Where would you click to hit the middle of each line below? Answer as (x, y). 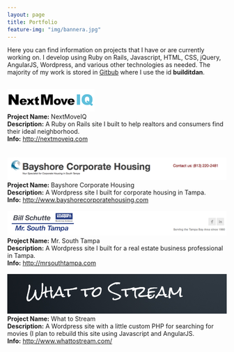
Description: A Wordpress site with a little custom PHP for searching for (110, 326)
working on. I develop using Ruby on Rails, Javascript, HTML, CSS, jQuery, (114, 58)
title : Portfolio (32, 22)
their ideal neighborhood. (44, 132)
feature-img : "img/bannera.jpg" (54, 29)
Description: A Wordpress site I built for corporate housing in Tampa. (107, 192)
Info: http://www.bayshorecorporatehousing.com (78, 199)
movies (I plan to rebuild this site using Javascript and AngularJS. (101, 334)
